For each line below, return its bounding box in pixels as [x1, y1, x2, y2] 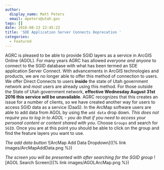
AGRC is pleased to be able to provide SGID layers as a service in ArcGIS [5, 52, 152, 58]
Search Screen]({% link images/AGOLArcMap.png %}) [19, 159, 130, 165]
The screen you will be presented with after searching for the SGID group [5, 154, 153, 160]
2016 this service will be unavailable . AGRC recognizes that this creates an [5, 94, 158, 100]
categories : [5, 35, 29, 40]
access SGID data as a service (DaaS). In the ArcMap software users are [5, 104, 152, 110]
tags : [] [5, 21, 23, 26]
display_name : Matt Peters [9, 12, 65, 17]
